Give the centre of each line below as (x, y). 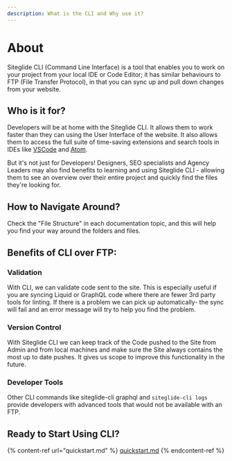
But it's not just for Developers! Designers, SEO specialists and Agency (108, 163)
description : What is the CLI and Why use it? (75, 13)
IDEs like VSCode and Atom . (47, 150)
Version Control (34, 327)
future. (17, 365)
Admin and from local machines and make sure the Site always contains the (115, 350)
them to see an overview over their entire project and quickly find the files (113, 178)
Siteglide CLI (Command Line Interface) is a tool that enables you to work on (116, 67)
